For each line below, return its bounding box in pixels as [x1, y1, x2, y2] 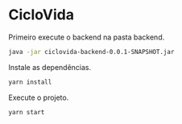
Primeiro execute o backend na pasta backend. [8, 32, 165, 42]
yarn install [8, 78, 52, 86]
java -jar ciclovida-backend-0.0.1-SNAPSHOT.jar [8, 48, 175, 56]
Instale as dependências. [8, 62, 92, 72]
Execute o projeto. [8, 93, 69, 102]
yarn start [8, 108, 45, 116]
